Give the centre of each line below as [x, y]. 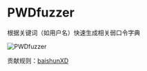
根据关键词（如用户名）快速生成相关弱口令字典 [73, 32]
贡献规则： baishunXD [38, 61]
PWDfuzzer [41, 13]
